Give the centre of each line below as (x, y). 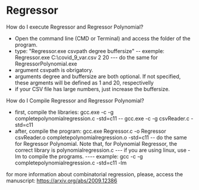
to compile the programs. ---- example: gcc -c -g (83, 156)
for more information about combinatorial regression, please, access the (94, 174)
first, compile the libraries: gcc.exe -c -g (64, 112)
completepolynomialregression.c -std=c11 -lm (70, 163)
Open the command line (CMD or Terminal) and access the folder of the (102, 38)
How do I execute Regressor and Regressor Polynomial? (75, 27)
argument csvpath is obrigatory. (54, 70)
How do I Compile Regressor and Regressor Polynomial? (75, 100)
